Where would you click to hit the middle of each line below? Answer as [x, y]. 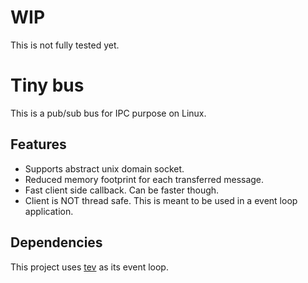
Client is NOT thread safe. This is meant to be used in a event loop [161, 200]
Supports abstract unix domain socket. [104, 168]
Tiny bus [47, 85]
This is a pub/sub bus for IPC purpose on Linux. [108, 113]
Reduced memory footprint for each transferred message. [144, 179]
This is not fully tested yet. [65, 45]
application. [49, 211]
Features [38, 144]
